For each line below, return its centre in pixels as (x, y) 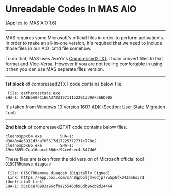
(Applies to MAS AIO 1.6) (31, 23)
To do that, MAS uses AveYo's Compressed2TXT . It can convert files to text (84, 58)
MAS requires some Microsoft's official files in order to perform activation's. (85, 37)
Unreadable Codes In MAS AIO (71, 9)
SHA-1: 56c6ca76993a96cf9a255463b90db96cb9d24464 (59, 186)
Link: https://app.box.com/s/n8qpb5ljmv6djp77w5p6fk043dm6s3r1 (76, 177)
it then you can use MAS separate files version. (55, 69)
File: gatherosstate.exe (34, 93)
